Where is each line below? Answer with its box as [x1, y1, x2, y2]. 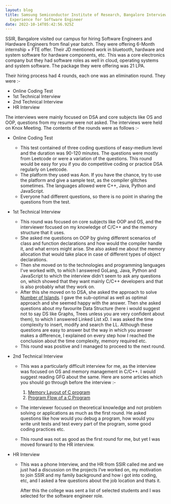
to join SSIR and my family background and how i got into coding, [20, 472, 157, 478]
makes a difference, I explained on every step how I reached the [20, 333, 155, 339]
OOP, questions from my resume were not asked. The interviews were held [5, 119, 163, 125]
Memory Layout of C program [27, 389, 91, 395]
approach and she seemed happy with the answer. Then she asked [20, 300, 161, 306]
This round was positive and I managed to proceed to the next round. [20, 343, 165, 349]
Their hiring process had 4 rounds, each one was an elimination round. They [5, 72, 165, 79]
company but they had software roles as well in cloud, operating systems [5, 57, 159, 64]
